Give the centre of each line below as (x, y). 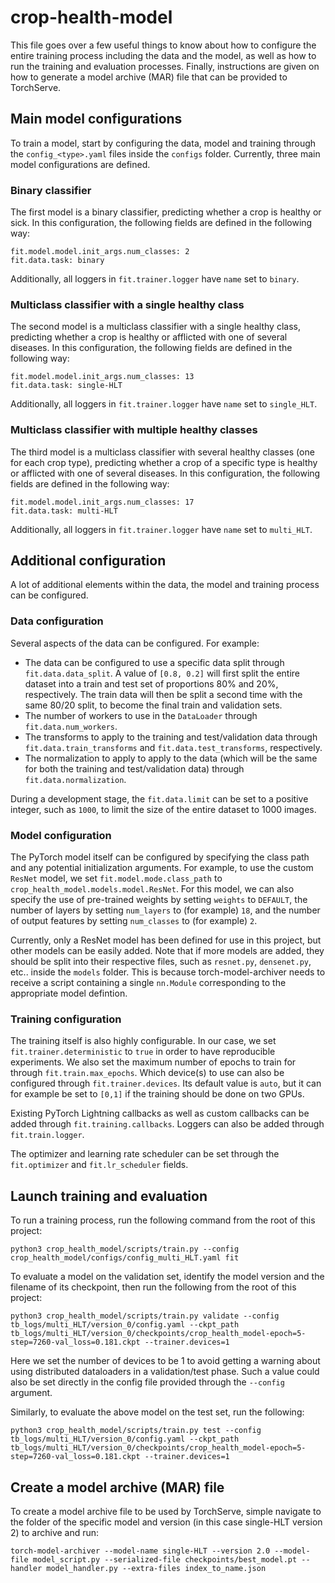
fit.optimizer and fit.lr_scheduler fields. (99, 1165)
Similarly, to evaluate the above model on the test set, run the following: (157, 1412)
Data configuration (57, 621)
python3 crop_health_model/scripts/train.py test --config (136, 1431)
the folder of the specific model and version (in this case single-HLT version (166, 1522)
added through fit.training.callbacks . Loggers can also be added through (167, 1124)
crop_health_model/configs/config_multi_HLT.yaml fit (125, 1258)
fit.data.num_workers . (71, 726)
